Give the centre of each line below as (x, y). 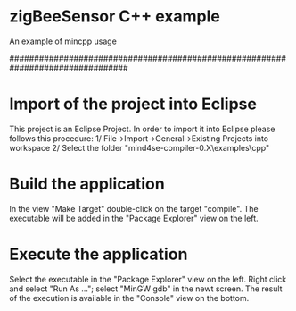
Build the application (87, 184)
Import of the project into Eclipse (133, 104)
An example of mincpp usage (63, 41)
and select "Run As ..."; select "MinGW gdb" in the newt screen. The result (146, 289)
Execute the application (99, 254)
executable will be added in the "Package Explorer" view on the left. (134, 218)
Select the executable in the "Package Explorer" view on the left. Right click (148, 279)
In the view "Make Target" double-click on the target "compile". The (134, 208)
